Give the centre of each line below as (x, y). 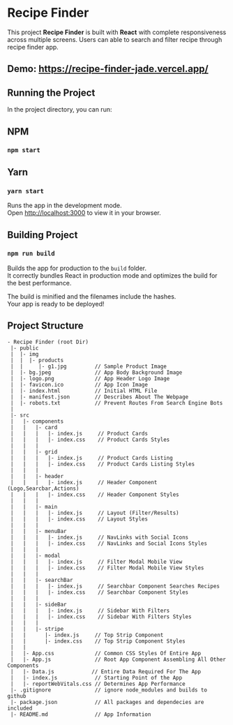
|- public (24, 348)
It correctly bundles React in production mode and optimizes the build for (112, 275)
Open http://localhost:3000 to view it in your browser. (84, 213)
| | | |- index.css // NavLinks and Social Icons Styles (109, 543)
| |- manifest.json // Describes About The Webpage (99, 397)
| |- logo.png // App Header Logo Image (90, 378)
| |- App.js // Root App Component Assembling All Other (118, 659)
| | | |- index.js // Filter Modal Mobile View (96, 562)
